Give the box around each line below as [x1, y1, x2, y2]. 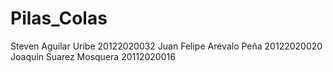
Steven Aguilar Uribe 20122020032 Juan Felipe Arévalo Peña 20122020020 [10, 40, 323, 52]
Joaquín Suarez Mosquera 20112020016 [10, 50, 176, 62]
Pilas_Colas [10, 7, 108, 30]
